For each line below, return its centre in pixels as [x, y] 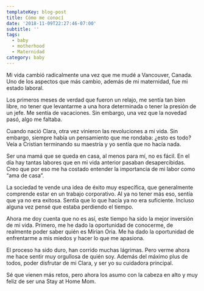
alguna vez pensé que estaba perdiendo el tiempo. [70, 207]
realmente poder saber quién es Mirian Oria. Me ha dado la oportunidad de [100, 231]
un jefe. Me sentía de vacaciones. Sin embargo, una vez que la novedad [97, 112]
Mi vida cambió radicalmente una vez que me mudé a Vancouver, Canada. [100, 75]
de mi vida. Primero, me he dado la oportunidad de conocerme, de [90, 225]
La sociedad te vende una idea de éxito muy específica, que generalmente [100, 187]
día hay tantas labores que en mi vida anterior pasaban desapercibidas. [96, 162]
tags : [13, 35]
